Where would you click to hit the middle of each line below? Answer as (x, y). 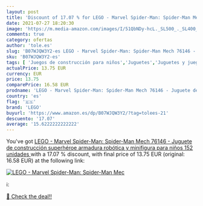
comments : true (25, 34)
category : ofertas (29, 40)
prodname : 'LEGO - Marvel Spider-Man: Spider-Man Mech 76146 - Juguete (98, 91)
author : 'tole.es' (29, 46)
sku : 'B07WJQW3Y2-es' (34, 57)
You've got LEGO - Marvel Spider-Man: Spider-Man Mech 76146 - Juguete (99, 141)
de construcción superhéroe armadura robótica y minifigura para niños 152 (100, 148)
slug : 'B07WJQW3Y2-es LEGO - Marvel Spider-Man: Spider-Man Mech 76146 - (101, 51)
